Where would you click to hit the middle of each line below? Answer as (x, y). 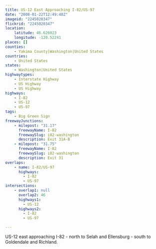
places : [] (16, 42)
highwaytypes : (20, 75)
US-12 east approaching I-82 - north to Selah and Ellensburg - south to (78, 237)
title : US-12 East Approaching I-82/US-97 (50, 10)
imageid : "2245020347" (29, 19)
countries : (16, 56)
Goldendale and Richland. (32, 242)
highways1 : (30, 200)
